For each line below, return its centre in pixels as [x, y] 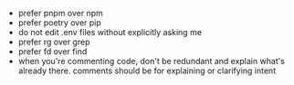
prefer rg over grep [54, 42]
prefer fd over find [52, 52]
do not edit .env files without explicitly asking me [110, 32]
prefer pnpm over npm [60, 13]
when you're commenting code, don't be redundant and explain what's [152, 61]
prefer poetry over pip [60, 23]
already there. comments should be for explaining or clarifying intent [147, 71]
